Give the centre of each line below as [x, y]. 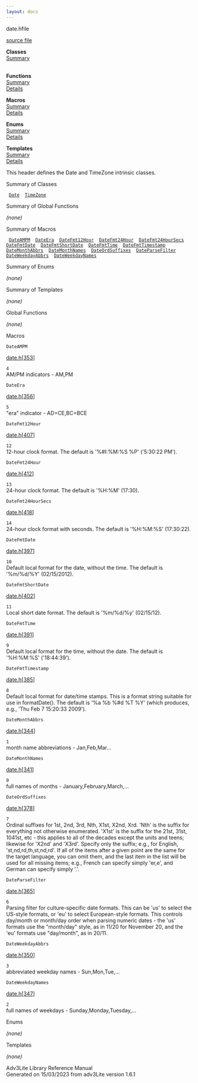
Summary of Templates [35, 290]
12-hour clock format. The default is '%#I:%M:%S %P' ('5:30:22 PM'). [92, 451]
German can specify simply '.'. [43, 869]
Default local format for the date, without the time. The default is [84, 567]
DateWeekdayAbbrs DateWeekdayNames [51, 255]
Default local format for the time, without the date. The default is [84, 651]
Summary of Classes [32, 184]
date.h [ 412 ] [20, 473]
